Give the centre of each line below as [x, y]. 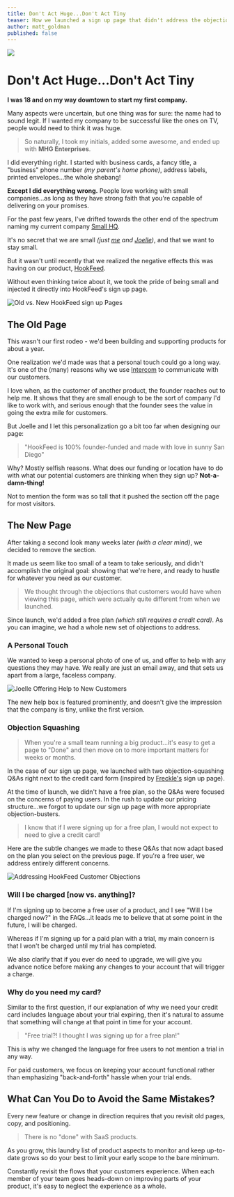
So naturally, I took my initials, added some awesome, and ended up [122, 142]
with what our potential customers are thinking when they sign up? [103, 475]
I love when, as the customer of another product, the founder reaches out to [116, 390]
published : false [32, 33]
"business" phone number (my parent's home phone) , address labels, [107, 170]
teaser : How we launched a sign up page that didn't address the [104, 20]
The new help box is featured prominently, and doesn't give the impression [115, 702]
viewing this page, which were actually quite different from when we [122, 599]
